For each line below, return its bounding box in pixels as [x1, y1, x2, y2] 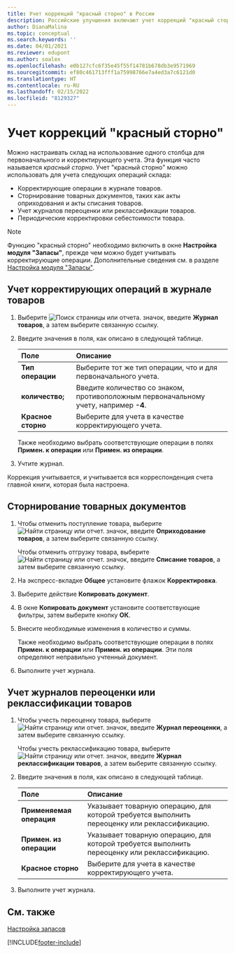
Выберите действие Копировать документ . [17, 590, 150, 598]
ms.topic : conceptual [7, 29, 71, 37]
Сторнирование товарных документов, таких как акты [17, 191, 180, 200]
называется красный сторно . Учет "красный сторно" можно [7, 162, 188, 172]
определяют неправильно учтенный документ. [17, 653, 159, 661]
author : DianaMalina [7, 23, 68, 30]
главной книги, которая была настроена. [7, 480, 129, 489]
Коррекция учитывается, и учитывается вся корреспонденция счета [7, 473, 213, 481]
